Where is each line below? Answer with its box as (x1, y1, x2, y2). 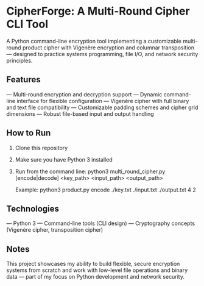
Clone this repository (15, 144, 68, 151)
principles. (6, 57, 33, 64)
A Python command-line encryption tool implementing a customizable (6, 37, 181, 45)
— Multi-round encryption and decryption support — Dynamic (6, 90, 163, 98)
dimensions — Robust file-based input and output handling (6, 110, 154, 117)
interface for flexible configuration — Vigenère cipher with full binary (16, 97, 189, 104)
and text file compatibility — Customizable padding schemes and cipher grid (6, 104, 199, 111)
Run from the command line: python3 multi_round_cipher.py (15, 168, 166, 175)
